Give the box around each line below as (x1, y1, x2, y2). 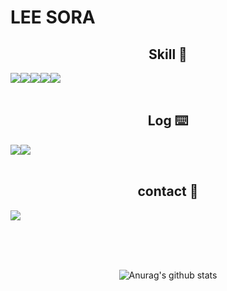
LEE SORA (10, 6, 96, 29)
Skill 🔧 (148, 46, 188, 63)
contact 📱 (137, 183, 199, 200)
